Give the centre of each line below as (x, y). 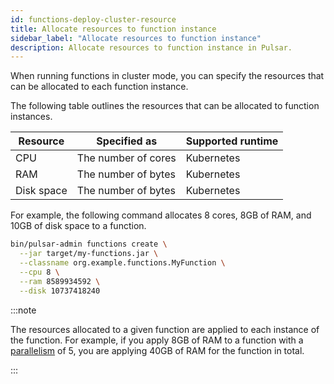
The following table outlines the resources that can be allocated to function (165, 106)
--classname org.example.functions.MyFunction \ (122, 263)
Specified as (127, 141)
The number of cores (126, 158)
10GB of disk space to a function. (78, 226)
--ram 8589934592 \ (60, 281)
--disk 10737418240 (60, 291)
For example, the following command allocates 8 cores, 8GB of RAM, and (161, 215)
